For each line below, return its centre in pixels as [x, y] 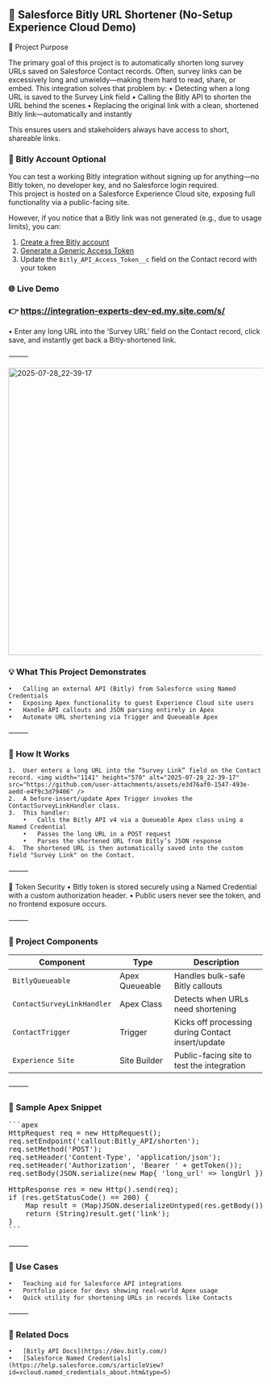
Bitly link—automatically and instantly [71, 114]
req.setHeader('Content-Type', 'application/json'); [115, 1157]
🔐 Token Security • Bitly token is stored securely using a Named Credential [133, 886]
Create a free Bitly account [65, 242]
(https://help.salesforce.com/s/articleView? [86, 1365]
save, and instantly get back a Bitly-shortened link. [92, 340]
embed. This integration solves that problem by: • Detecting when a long [129, 88]
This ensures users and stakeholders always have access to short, [119, 129]
